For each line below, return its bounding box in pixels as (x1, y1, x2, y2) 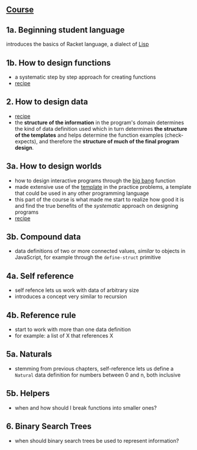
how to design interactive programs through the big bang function (14, 177, 176, 184)
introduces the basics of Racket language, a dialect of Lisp (6, 41, 149, 48)
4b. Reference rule (6, 310, 76, 320)
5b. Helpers (6, 388, 50, 398)
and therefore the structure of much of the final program (38, 137, 179, 144)
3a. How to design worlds (6, 161, 102, 171)
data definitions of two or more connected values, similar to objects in (14, 247, 186, 255)
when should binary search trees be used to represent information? (14, 437, 179, 444)
